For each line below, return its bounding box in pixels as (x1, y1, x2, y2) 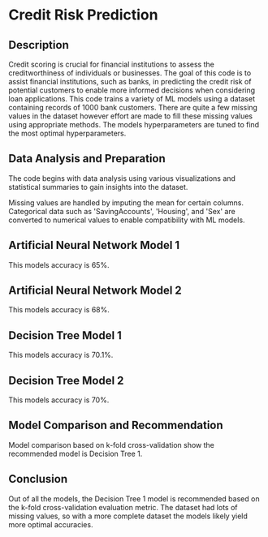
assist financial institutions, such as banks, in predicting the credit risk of (8, 77, 252, 86)
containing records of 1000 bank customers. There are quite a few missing (8, 103, 258, 112)
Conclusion (8, 472, 68, 486)
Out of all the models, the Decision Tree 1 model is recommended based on (8, 493, 260, 504)
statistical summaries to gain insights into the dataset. (8, 182, 188, 191)
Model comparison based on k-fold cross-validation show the (8, 440, 215, 449)
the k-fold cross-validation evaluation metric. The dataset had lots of (8, 502, 238, 512)
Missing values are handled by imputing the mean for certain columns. (8, 197, 244, 208)
